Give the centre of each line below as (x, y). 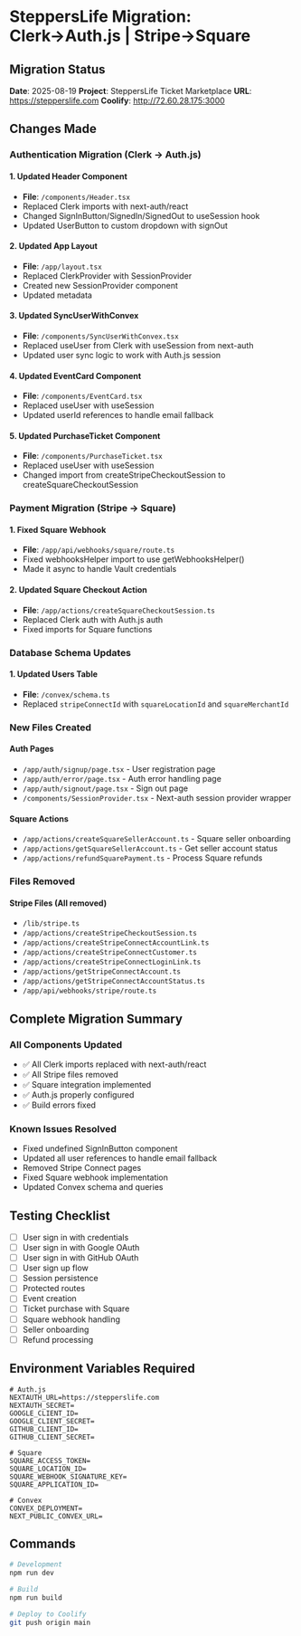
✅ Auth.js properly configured (78, 1094)
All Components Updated (66, 1044)
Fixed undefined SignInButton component (100, 1149)
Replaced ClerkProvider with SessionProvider (107, 276)
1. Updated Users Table (53, 674)
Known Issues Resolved (63, 1128)
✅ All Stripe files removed (71, 1074)
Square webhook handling (71, 1319)
